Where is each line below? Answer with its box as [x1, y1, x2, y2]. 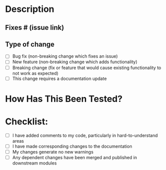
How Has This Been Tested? [5, 93, 123, 104]
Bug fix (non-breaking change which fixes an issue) [12, 53, 118, 59]
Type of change [5, 40, 55, 48]
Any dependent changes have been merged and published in [12, 154, 137, 160]
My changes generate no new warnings [12, 149, 94, 155]
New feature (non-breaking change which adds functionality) [12, 59, 138, 65]
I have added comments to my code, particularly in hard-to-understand [12, 132, 158, 138]
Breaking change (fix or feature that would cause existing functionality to [12, 65, 162, 71]
